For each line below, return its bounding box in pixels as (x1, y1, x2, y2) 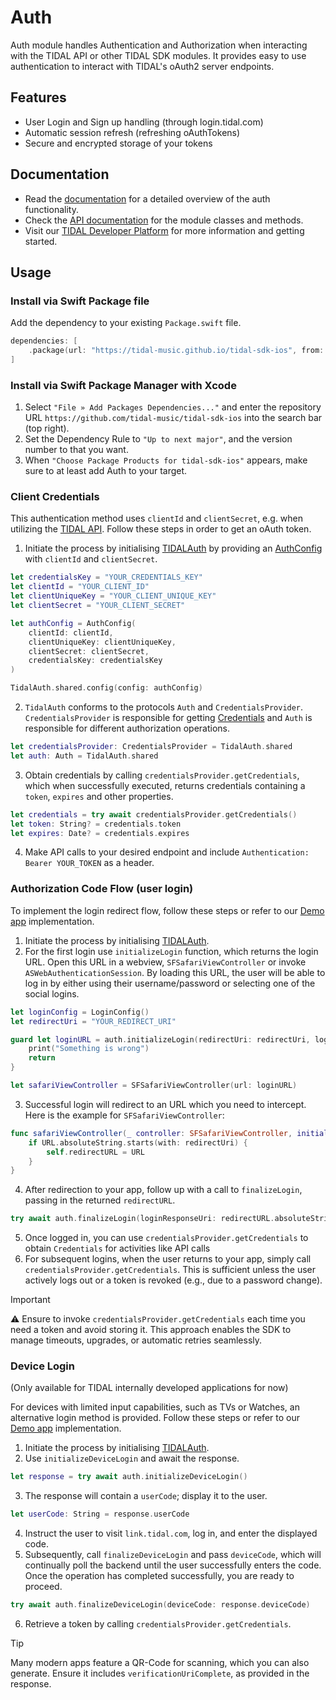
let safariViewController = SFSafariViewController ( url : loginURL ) (10, 1081, 298, 1091)
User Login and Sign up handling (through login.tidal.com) (24, 116, 264, 128)
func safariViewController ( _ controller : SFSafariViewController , (10, 1128, 293, 1138)
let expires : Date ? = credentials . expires (10, 828, 190, 838)
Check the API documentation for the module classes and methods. (24, 214, 304, 226)
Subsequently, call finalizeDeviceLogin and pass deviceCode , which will (24, 1549, 322, 1561)
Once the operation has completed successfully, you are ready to (24, 1570, 295, 1582)
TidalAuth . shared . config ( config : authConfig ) (10, 683, 203, 693)
